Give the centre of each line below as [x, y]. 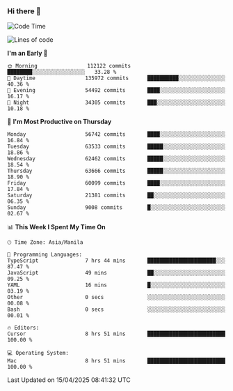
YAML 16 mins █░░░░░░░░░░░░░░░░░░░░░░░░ [116, 285]
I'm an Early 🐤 [27, 53]
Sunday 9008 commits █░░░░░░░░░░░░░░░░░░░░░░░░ [116, 208]
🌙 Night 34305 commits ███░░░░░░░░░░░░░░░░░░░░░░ [116, 103]
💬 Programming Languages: [45, 255]
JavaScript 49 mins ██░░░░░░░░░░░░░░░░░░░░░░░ [116, 273]
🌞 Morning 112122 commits [69, 66]
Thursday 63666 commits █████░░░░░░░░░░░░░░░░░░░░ [116, 171]
